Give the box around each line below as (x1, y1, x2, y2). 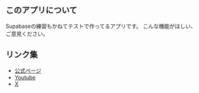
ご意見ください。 (5, 30, 49, 37)
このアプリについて (5, 5, 78, 16)
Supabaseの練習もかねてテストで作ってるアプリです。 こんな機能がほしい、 (5, 22, 197, 30)
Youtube (14, 74, 36, 81)
